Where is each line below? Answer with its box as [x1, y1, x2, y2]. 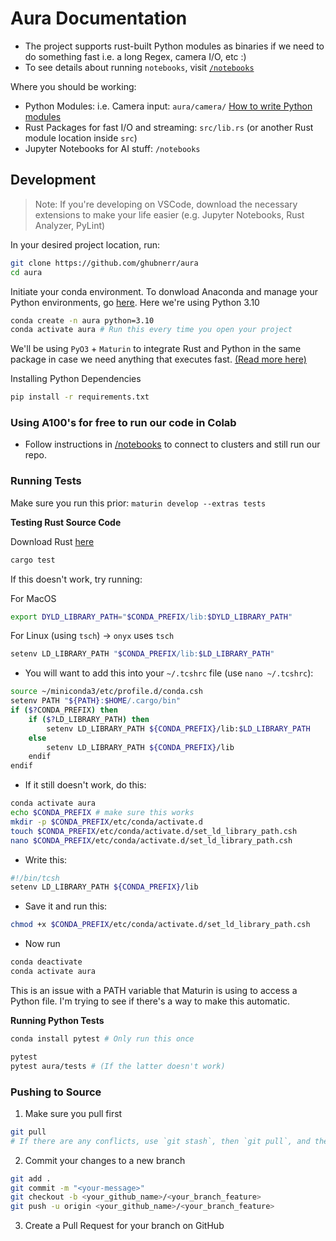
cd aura [10, 267, 43, 277]
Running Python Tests [10, 1014, 105, 1026]
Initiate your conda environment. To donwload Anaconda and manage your [10, 285, 318, 297]
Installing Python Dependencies [10, 373, 142, 385]
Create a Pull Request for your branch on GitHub [24, 1220, 225, 1232]
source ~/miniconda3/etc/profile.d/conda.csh [10, 687, 203, 697]
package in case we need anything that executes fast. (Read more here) [10, 353, 307, 366]
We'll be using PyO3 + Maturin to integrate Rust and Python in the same [10, 343, 302, 355]
